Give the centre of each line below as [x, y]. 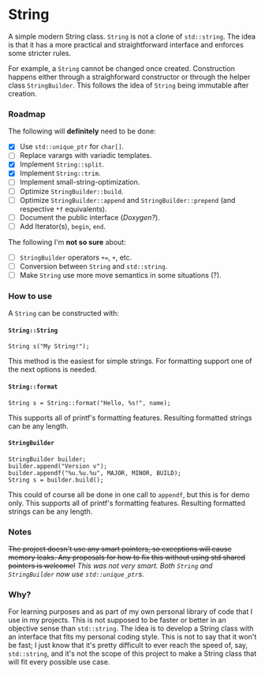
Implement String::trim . [60, 173]
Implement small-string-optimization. [80, 182]
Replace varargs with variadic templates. [86, 155]
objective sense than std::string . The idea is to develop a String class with [131, 628]
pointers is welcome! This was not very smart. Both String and [110, 566]
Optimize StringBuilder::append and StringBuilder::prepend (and [127, 200]
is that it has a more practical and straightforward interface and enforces [126, 44]
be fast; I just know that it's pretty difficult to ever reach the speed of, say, [128, 646]
